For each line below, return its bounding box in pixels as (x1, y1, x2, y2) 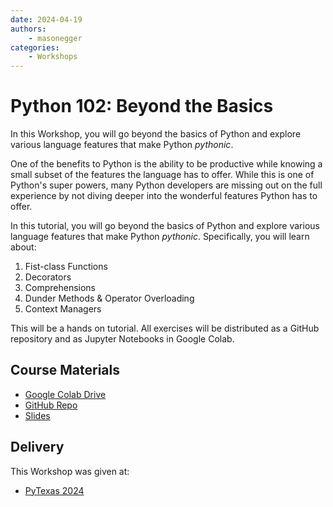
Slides (24, 409, 51, 421)
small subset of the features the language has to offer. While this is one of (10, 169, 315, 181)
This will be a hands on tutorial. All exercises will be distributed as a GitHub (10, 322, 320, 335)
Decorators (24, 271, 72, 283)
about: (10, 241, 37, 253)
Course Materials (10, 362, 121, 379)
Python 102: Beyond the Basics (10, 95, 274, 118)
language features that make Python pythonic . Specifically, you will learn (10, 231, 310, 243)
